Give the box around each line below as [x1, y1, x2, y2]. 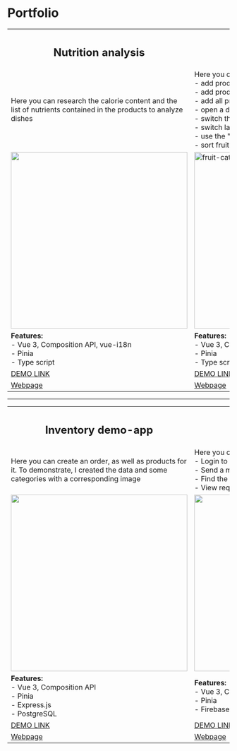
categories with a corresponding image [11, 473, 141, 483]
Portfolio [7, 5, 59, 21]
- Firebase [194, 704, 230, 714]
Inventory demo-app [44, 423, 154, 437]
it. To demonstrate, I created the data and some [11, 465, 168, 475]
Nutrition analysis [53, 45, 145, 59]
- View [194, 483, 217, 492]
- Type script [11, 357, 55, 367]
